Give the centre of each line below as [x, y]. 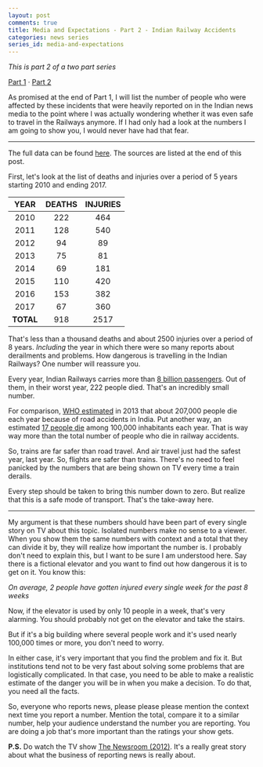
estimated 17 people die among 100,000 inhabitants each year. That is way [128, 427]
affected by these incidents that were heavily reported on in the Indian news [131, 106]
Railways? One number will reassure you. [74, 364]
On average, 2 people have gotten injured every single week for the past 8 [128, 587]
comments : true [33, 23]
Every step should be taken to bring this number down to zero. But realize [127, 492]
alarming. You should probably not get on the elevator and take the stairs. [126, 620]
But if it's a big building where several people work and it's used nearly [122, 634]
